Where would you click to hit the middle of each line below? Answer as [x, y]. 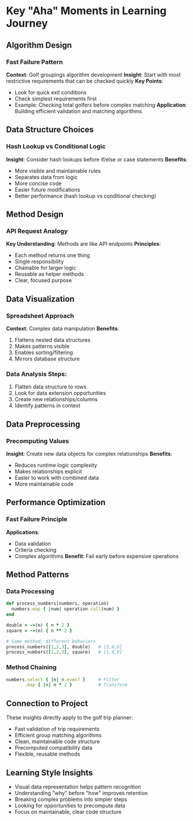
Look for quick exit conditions [51, 92]
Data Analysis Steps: [36, 374]
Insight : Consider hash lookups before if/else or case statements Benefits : [97, 159]
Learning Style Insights [49, 772]
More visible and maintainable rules [58, 171]
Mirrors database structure [47, 358]
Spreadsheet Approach [40, 315]
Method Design [35, 214]
